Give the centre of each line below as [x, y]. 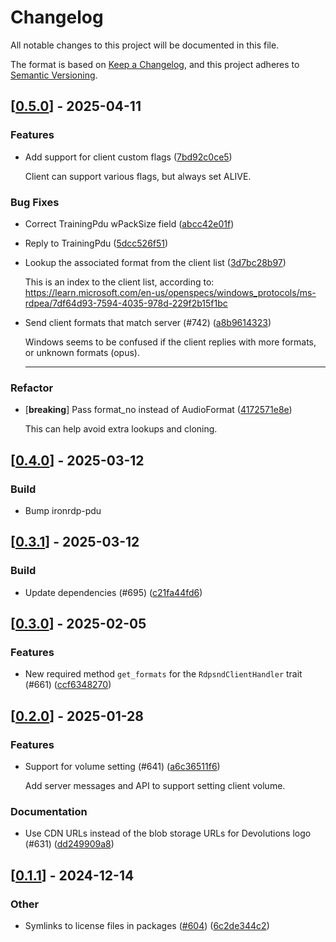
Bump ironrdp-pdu [63, 510]
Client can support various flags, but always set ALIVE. [138, 176]
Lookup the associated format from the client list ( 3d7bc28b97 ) [155, 262]
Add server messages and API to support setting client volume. [155, 785]
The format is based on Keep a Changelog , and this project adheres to [155, 64]
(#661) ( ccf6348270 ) [68, 685]
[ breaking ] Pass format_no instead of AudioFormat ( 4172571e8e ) [158, 410]
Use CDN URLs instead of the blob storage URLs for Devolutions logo [168, 833]
